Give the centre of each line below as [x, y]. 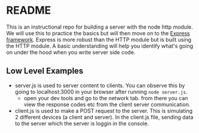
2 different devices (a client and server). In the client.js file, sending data [104, 117]
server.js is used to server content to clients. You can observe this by [100, 85]
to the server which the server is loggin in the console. [82, 123]
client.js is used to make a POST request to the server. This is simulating [104, 110]
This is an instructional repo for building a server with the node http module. [99, 27]
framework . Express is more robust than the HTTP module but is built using [99, 39]
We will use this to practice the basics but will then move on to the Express [98, 33]
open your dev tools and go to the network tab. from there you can [106, 98]
